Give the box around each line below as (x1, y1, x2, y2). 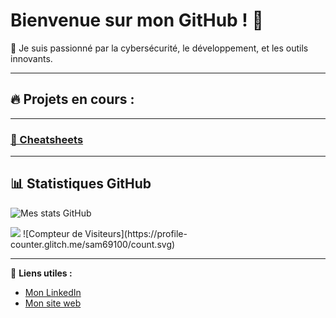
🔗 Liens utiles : (10, 267, 73, 279)
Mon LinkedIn (24, 286, 82, 298)
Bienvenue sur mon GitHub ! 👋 (10, 9, 264, 32)
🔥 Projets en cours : (10, 91, 135, 108)
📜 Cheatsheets (10, 132, 84, 146)
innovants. (10, 52, 53, 64)
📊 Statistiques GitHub (10, 175, 152, 193)
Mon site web (24, 297, 82, 309)
